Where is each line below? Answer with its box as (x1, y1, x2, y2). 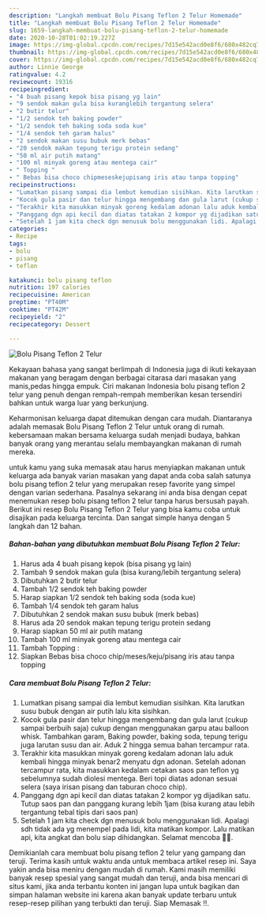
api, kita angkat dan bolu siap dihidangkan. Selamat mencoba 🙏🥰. (20, 833, 234, 842)
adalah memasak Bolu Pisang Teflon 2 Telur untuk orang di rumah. (9, 421, 225, 431)
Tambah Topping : (20, 643, 80, 653)
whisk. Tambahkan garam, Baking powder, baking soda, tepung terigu (20, 732, 248, 741)
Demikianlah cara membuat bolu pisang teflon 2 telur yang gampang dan (9, 848, 246, 857)
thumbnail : (9, 48, 45, 56)
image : (9, 41, 31, 49)
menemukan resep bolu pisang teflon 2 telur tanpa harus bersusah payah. (9, 496, 249, 505)
